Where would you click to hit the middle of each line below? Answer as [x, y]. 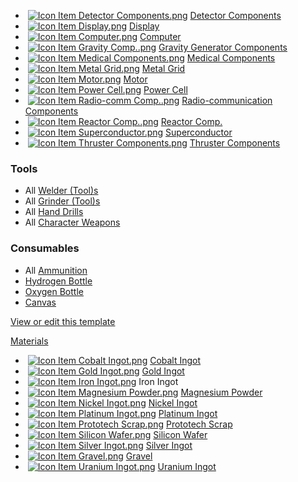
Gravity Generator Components [223, 47]
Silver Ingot [169, 445]
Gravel [139, 456]
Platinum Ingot [188, 413]
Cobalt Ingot [175, 360]
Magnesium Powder [221, 392]
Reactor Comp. [191, 121]
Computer [160, 36]
